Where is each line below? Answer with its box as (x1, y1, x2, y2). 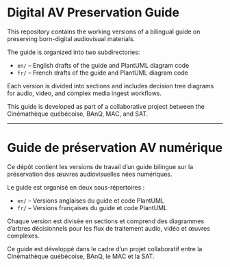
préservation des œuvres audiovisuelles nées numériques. (7, 170, 172, 178)
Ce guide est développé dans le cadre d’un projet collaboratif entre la (7, 244, 203, 253)
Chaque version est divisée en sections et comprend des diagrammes (7, 217, 205, 225)
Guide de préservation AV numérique (7, 140, 223, 155)
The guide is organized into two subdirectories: (7, 48, 140, 56)
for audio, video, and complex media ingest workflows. (7, 89, 162, 97)
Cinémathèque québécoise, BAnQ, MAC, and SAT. (7, 110, 149, 118)
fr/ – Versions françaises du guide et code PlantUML (16, 203, 168, 212)
